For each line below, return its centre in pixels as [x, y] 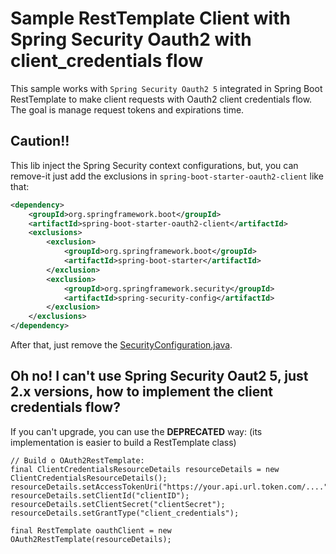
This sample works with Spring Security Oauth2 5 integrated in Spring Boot [166, 88]
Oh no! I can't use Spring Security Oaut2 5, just [159, 376]
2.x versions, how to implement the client [142, 392]
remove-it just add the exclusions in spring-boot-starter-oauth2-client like [167, 176]
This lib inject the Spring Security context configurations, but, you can [154, 165]
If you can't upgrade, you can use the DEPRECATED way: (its [136, 431]
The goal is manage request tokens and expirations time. [127, 109]
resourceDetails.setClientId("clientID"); [100, 495]
